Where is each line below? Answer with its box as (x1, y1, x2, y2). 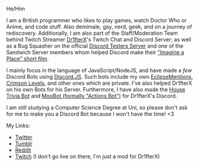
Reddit (14, 147, 31, 153)
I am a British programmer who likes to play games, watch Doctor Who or (6, 17, 187, 23)
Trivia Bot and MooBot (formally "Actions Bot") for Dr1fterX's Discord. (6, 93, 177, 99)
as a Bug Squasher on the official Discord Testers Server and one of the (6, 42, 184, 49)
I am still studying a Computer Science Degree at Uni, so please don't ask (6, 104, 188, 111)
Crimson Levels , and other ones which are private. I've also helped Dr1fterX (6, 79, 192, 87)
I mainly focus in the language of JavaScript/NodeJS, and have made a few (6, 67, 192, 74)
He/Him (6, 5, 25, 12)
